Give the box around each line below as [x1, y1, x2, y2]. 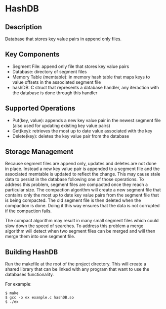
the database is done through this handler [12, 90, 98, 96]
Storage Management [5, 147, 74, 156]
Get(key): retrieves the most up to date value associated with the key [12, 127, 153, 134]
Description [5, 23, 42, 31]
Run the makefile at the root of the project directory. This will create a [5, 261, 147, 267]
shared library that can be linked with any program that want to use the [5, 266, 150, 272]
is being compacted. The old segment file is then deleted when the [5, 197, 141, 203]
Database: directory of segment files [12, 68, 87, 74]
